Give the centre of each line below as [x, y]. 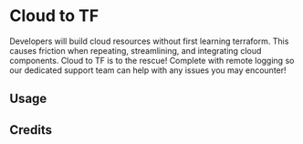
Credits [31, 130]
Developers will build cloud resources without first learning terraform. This [149, 41]
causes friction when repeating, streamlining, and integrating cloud [136, 50]
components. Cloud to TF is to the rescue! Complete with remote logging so [152, 60]
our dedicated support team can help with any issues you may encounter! [148, 70]
